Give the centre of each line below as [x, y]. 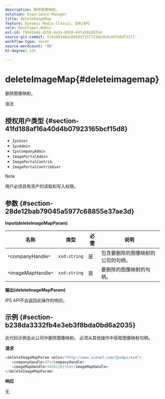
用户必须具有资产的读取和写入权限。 [42, 186]
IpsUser [20, 141]
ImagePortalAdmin [30, 157]
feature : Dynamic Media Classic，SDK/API [48, 23]
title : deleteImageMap [28, 19]
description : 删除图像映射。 [32, 10]
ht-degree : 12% [21, 51]
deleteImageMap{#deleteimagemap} [82, 79]
